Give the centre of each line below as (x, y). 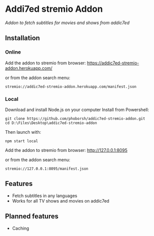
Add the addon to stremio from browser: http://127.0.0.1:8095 (66, 150)
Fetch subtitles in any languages (44, 196)
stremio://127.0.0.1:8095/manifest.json (47, 169)
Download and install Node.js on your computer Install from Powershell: (77, 110)
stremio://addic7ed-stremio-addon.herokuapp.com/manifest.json (71, 87)
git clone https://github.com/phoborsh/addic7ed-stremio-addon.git (75, 118)
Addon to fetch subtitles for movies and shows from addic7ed (67, 23)
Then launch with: (23, 132)
